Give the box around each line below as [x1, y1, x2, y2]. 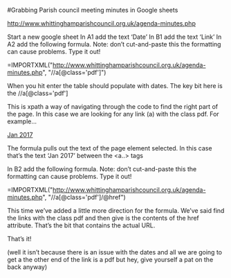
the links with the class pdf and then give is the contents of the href [7, 214, 199, 222]
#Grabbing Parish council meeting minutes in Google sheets [7, 6, 178, 14]
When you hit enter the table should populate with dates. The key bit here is [7, 82, 223, 89]
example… [7, 117, 37, 125]
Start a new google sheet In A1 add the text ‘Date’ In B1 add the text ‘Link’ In [7, 33, 222, 41]
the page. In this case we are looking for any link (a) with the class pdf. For [7, 110, 219, 118]
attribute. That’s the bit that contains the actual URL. [7, 221, 156, 229]
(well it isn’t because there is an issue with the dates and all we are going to [7, 248, 223, 256]
